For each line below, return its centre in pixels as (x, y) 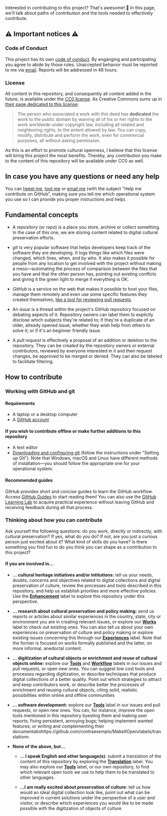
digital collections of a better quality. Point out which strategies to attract (87, 679)
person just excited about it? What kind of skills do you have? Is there (76, 541)
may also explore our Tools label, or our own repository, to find (84, 767)
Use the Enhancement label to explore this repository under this (78, 596)
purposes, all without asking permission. (59, 140)
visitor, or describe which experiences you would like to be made (86, 803)
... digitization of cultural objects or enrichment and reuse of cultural (85, 658)
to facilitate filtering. (33, 361)
